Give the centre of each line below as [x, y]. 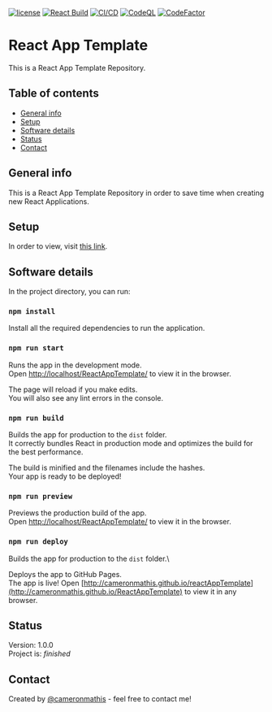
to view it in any [210, 591]
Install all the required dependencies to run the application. [107, 328]
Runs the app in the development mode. [75, 365]
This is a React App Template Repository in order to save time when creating [136, 193]
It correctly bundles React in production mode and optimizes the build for [131, 444]
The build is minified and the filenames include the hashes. [107, 468]
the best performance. [46, 452]
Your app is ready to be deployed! [65, 476]
